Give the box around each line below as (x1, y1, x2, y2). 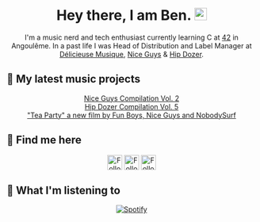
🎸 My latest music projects (6, 72, 141, 86)
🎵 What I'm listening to (6, 183, 121, 197)
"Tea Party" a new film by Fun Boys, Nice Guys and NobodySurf (27, 110, 236, 120)
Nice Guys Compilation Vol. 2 (84, 94, 179, 103)
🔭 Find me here (6, 133, 82, 147)
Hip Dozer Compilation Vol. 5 (84, 101, 179, 111)
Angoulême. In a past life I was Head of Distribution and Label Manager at (11, 40, 252, 50)
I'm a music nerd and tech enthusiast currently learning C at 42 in (25, 33, 239, 42)
